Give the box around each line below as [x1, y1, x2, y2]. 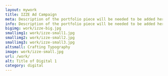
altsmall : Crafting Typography [5, 44, 70, 49]
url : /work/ [5, 53, 30, 59]
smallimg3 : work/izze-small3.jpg [5, 40, 75, 45]
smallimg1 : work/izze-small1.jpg [5, 30, 75, 35]
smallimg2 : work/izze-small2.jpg [5, 35, 75, 40]
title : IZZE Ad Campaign [5, 12, 57, 17]
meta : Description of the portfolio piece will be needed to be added [5, 16, 155, 21]
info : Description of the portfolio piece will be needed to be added [5, 21, 155, 26]
